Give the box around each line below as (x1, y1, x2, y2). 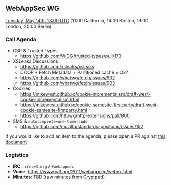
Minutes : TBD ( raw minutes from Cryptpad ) (12, 174, 105, 180)
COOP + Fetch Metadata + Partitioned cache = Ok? (20, 69, 128, 76)
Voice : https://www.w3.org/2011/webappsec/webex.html (12, 169, 133, 175)
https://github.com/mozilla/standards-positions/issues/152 (20, 124, 144, 130)
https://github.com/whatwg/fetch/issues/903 (20, 80, 115, 86)
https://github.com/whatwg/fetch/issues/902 (20, 75, 115, 81)
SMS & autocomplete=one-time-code (12, 118, 88, 124)
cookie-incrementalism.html (20, 97, 80, 103)
